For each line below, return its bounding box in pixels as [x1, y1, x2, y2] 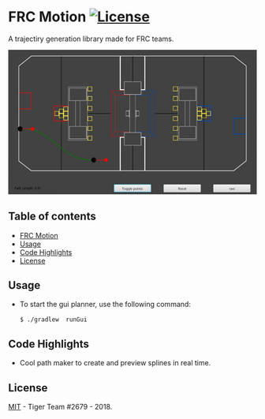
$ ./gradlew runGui [19, 316, 88, 324]
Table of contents [8, 210, 96, 223]
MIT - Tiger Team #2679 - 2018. [8, 402, 113, 411]
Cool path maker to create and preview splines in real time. [19, 358, 211, 368]
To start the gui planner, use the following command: [19, 300, 192, 309]
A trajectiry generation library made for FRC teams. [8, 34, 174, 43]
